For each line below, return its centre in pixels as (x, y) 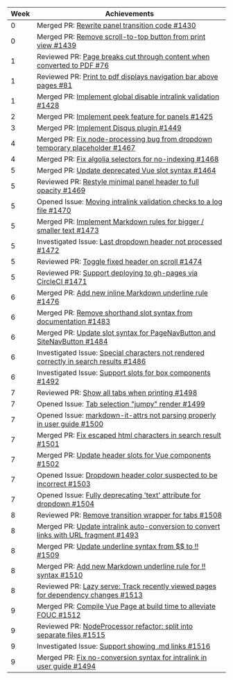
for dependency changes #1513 (90, 595)
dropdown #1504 (66, 504)
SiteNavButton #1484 (72, 341)
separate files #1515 (71, 635)
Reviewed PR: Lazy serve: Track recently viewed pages (127, 586)
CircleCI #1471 (62, 282)
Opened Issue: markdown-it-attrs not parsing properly (127, 415)
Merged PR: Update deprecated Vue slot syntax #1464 (127, 171)
